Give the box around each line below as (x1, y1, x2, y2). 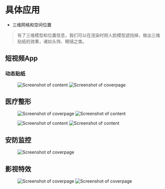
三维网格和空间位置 (12, 22, 52, 28)
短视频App (5, 54, 38, 63)
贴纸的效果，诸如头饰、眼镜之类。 (17, 38, 87, 44)
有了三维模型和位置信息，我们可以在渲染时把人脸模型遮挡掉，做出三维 (17, 32, 161, 38)
